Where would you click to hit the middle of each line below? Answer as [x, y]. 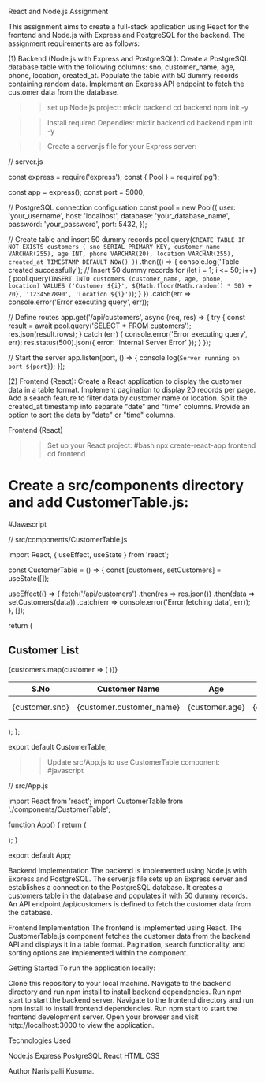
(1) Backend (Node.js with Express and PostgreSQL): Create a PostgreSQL [129, 59]
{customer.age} [216, 707]
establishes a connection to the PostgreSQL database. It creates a [116, 887]
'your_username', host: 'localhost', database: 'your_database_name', [119, 216]
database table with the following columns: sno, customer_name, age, [122, 67]
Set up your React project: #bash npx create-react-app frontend [151, 445]
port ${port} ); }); [37, 366]
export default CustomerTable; [58, 746]
